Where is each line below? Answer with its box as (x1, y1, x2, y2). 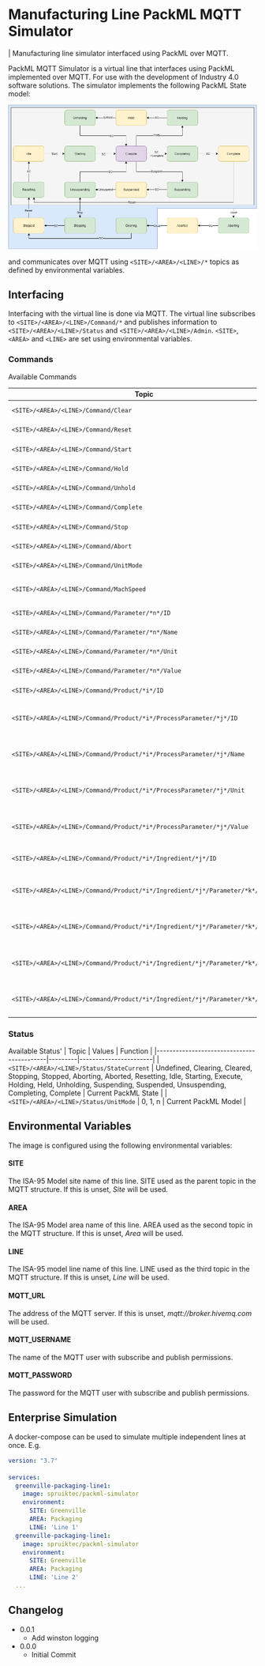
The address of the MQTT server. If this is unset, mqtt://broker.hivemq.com (8, 1308, 252, 1317)
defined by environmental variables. (8, 265, 125, 274)
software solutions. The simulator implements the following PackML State (8, 81, 247, 90)
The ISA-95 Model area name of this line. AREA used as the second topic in (8, 1220, 253, 1230)
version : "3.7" (8, 1457, 58, 1464)
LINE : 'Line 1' (28, 1523, 80, 1531)
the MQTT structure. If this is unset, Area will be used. (8, 1229, 184, 1238)
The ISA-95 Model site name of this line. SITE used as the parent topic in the (8, 1176, 256, 1186)
